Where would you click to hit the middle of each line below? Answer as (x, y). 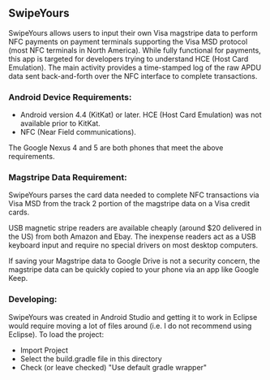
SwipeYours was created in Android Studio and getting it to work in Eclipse (133, 317)
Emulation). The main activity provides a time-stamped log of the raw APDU (135, 67)
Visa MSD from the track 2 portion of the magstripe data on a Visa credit (129, 204)
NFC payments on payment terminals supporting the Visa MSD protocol (128, 41)
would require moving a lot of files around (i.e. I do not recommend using (130, 326)
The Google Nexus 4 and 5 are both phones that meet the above (116, 148)
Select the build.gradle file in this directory (91, 358)
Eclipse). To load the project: (56, 334)
